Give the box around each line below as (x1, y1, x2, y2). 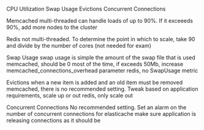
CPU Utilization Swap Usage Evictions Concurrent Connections (6, 6, 166, 12)
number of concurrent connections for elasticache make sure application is (6, 110, 196, 117)
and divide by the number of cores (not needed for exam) (6, 42, 152, 49)
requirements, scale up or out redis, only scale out (6, 92, 134, 99)
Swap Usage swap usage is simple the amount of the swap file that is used (6, 54, 196, 61)
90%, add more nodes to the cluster (6, 24, 98, 31)
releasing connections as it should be (6, 117, 101, 124)
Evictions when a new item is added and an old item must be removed (6, 79, 183, 86)
